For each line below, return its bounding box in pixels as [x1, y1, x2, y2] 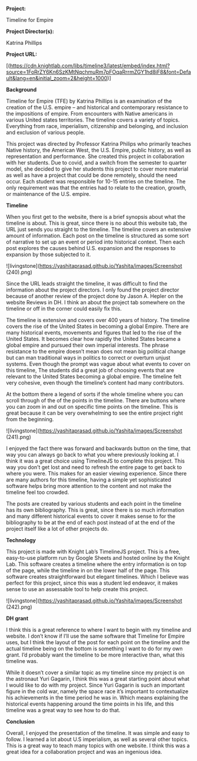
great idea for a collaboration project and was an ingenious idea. [6, 749, 162, 755]
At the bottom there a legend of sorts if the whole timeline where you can [6, 391, 183, 398]
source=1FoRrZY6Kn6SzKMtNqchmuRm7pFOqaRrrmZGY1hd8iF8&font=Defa [6, 68, 191, 76]
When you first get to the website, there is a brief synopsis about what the [6, 214, 186, 220]
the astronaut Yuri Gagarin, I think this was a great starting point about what [6, 675, 190, 682]
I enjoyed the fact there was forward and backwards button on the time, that [6, 445, 191, 452]
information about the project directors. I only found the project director [6, 286, 179, 293]
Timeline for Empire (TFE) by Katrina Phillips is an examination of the [6, 97, 172, 104]
